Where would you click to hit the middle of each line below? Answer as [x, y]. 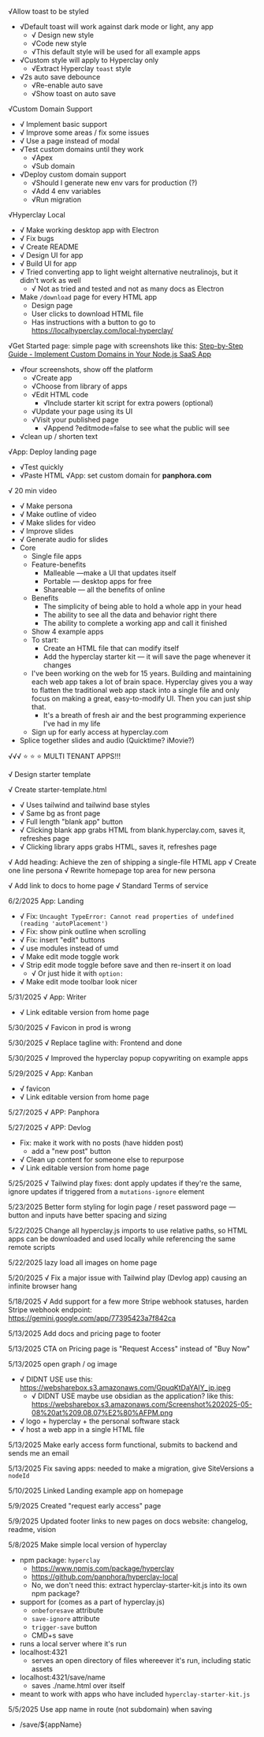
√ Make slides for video [58, 523]
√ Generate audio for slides [64, 539]
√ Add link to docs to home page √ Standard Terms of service [108, 885]
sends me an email [39, 1453]
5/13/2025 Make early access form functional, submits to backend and [123, 1445]
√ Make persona [46, 506]
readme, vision [32, 1529]
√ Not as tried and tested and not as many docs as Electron [128, 288]
